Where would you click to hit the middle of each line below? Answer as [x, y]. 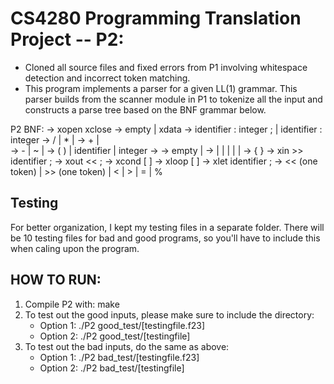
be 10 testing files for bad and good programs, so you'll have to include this [165, 238]
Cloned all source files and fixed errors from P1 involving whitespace [166, 67]
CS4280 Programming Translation [156, 18]
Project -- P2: [67, 39]
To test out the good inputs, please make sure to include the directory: [169, 314]
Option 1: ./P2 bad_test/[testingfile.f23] [119, 357]
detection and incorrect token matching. [107, 78]
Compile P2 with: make [72, 304]
